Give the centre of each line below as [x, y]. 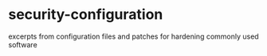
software [23, 44]
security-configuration [86, 15]
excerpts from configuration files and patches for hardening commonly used [133, 36]
